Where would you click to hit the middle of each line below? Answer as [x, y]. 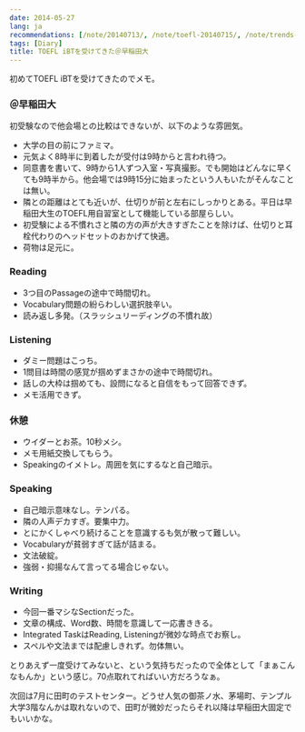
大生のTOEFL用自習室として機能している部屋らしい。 [138, 214]
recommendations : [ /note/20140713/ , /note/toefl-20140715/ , [126, 35]
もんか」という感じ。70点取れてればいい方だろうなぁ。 [121, 676]
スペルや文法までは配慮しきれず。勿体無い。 [105, 646]
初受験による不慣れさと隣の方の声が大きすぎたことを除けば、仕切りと [154, 225]
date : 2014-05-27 [42, 18]
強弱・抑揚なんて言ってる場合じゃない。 [98, 567]
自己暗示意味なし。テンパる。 [78, 509]
